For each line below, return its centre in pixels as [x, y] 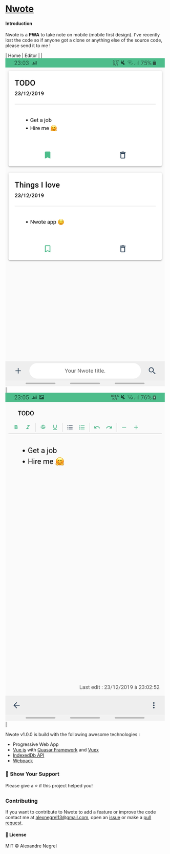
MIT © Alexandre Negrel [31, 846]
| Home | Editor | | [24, 56]
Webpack [23, 761]
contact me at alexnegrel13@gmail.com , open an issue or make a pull [78, 817]
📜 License [16, 835]
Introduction [19, 23]
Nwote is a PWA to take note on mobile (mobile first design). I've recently [83, 35]
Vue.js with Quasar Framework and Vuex [56, 750]
